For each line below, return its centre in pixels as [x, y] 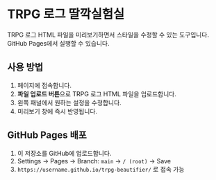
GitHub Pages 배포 [47, 135]
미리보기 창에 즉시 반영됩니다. [57, 111]
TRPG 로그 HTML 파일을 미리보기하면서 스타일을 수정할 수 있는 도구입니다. [108, 35]
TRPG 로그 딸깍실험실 [66, 14]
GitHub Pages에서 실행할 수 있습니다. [58, 43]
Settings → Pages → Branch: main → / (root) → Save [94, 161]
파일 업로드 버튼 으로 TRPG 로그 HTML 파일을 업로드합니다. [97, 93]
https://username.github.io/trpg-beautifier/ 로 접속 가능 [101, 169]
